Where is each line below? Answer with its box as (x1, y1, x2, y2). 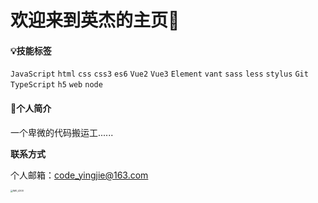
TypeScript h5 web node (10, 80, 103, 90)
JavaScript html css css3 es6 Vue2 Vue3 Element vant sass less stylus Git (10, 69, 309, 80)
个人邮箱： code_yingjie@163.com (10, 169, 149, 181)
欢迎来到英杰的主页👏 (10, 9, 180, 32)
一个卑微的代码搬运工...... (10, 126, 114, 138)
